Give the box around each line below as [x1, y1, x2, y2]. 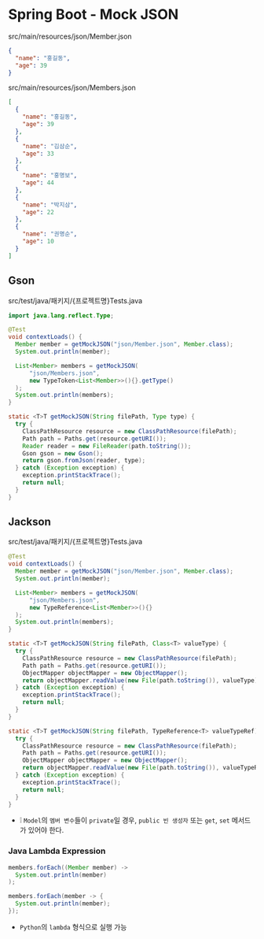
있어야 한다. [27, 826, 64, 835]
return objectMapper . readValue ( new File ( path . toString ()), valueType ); [22, 676, 262, 685]
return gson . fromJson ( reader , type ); [22, 457, 146, 465]
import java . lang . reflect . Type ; [8, 311, 114, 320]
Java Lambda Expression [8, 845, 106, 856]
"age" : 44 [22, 179, 55, 187]
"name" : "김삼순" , [22, 142, 78, 150]
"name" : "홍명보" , [22, 172, 78, 180]
